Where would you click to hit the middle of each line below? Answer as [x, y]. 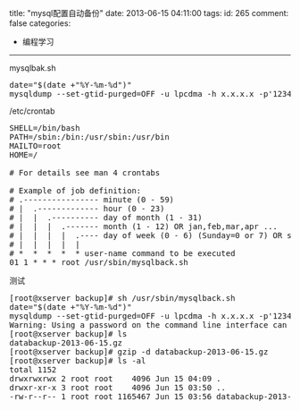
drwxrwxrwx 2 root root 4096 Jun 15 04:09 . [115, 379]
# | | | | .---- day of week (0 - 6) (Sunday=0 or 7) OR [146, 235]
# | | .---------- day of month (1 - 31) [106, 218]
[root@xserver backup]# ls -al [78, 361]
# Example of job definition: [75, 191]
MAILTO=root [35, 146]
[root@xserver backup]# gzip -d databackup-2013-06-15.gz [139, 352]
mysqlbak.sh [33, 68]
